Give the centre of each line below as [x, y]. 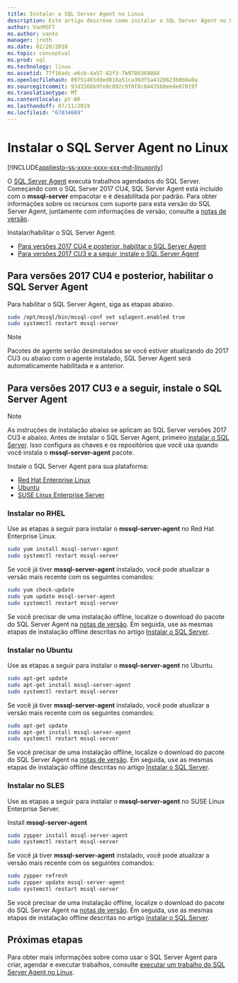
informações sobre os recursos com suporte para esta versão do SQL [109, 203]
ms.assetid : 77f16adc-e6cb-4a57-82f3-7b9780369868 [84, 73]
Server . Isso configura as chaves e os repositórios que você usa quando [113, 445]
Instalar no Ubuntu [40, 650]
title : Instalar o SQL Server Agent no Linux [75, 14]
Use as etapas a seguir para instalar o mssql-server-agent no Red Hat [111, 529]
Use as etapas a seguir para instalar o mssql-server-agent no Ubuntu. [111, 666]
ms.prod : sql [27, 60]
